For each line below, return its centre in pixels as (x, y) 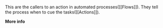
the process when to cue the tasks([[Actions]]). (53, 12)
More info (15, 21)
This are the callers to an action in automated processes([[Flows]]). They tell (81, 7)
